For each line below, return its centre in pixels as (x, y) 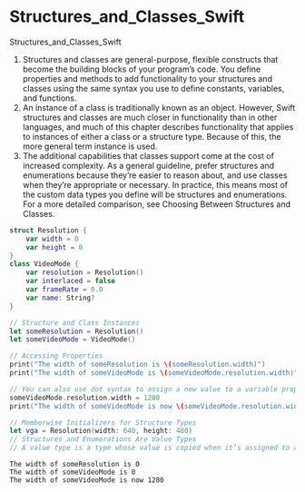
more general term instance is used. (90, 146)
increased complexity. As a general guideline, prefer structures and (148, 165)
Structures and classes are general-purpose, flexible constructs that (150, 59)
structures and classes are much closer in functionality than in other (150, 117)
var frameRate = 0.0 (64, 290)
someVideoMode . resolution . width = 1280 (85, 398)
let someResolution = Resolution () (77, 331)
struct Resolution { (49, 230)
